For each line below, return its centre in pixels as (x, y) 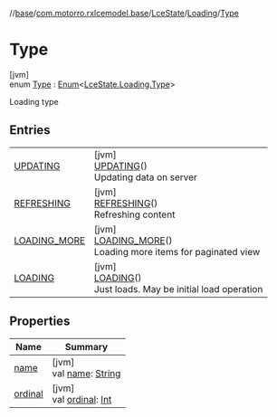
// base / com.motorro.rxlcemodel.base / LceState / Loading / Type (124, 13)
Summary (86, 346)
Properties (40, 322)
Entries (30, 130)
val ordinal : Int (82, 399)
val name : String (86, 373)
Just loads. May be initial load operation (178, 289)
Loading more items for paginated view (177, 251)
